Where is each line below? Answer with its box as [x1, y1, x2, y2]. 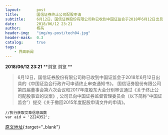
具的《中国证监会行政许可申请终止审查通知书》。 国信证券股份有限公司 [17, 80, 161, 86]
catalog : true [5, 40, 46, 45]
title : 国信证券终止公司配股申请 [5, 12, 81, 17]
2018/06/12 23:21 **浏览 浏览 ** [5, 63, 72, 69]
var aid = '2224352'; [5, 114, 50, 119]
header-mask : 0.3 [5, 35, 43, 40]
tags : [5, 44, 16, 49]
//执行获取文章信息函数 [5, 110, 47, 115]
